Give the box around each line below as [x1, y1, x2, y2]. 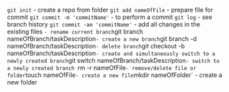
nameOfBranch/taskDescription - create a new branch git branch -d [7, 35, 197, 43]
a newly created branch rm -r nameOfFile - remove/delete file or [7, 64, 197, 72]
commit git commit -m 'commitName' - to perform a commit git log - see [7, 13, 213, 21]
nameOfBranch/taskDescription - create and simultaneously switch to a [7, 49, 215, 57]
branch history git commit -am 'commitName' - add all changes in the [7, 20, 200, 28]
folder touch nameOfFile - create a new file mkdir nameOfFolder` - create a [7, 71, 223, 79]
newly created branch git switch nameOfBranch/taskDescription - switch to [7, 57, 220, 64]
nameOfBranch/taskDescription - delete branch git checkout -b [7, 42, 185, 50]
